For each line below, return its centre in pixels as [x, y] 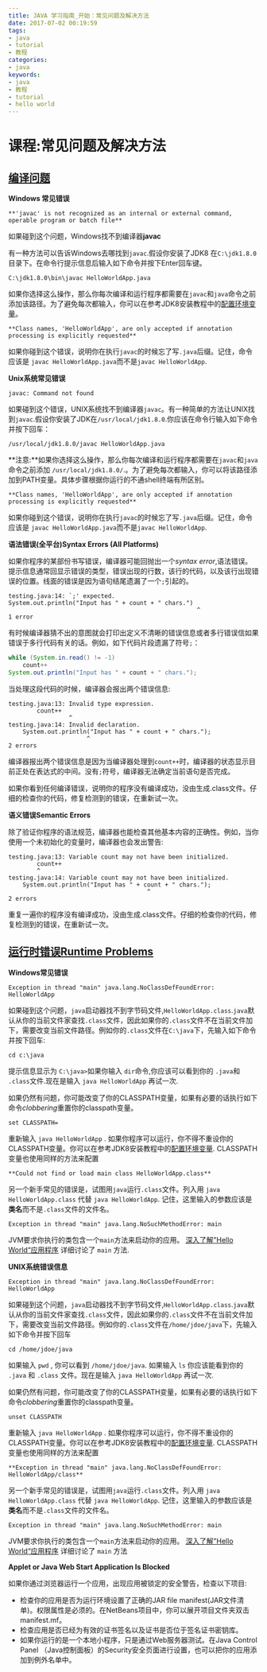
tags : [17, 30]
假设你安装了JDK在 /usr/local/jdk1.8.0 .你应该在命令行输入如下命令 [146, 419]
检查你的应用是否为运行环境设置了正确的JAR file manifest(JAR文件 [128, 1600]
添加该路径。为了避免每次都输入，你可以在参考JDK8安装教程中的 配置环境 [129, 304]
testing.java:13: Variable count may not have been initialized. [118, 857]
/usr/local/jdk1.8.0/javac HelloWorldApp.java [87, 444]
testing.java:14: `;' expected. [62, 596]
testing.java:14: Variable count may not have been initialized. [118, 878]
